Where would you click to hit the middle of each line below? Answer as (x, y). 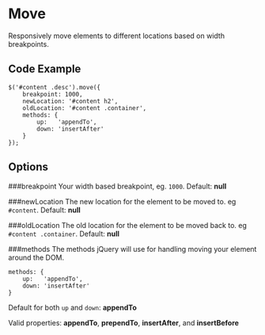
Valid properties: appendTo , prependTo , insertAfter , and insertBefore (124, 322)
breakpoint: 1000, (53, 94)
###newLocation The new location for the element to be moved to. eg (122, 201)
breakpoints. (28, 44)
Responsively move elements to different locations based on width (117, 36)
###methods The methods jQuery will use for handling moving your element (132, 249)
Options (28, 167)
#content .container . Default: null (64, 234)
